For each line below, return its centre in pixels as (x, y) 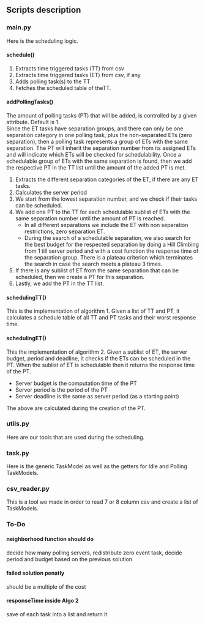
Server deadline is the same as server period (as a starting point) (97, 396)
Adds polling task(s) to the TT (53, 81)
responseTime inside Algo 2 (43, 601)
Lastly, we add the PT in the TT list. (59, 283)
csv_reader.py (28, 489)
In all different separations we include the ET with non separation (106, 225)
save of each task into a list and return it (57, 614)
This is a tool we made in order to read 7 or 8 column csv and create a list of (102, 502)
